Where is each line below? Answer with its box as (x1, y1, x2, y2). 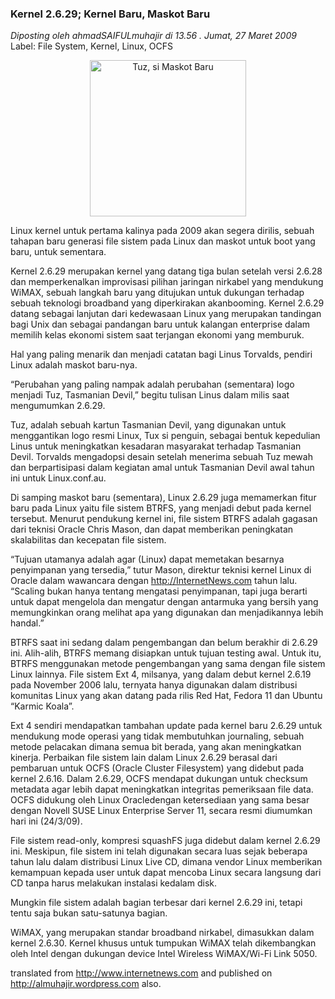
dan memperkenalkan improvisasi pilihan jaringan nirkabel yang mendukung (10, 276, 324, 288)
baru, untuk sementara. (10, 246, 107, 258)
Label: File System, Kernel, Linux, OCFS (10, 40, 174, 52)
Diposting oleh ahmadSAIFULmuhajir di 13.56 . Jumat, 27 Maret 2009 (10, 30, 297, 42)
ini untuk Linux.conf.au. (10, 472, 107, 484)
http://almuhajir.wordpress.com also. (10, 978, 162, 990)
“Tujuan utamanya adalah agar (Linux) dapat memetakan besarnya (10, 553, 285, 566)
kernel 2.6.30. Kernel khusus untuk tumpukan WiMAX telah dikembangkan (10, 937, 317, 949)
